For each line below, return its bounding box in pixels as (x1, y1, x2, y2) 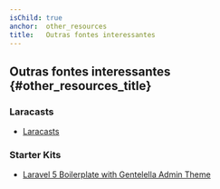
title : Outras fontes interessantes (9, 30, 156, 39)
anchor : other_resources (9, 22, 107, 31)
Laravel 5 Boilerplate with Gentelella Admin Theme (22, 169, 211, 180)
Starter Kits (9, 148, 62, 161)
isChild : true (9, 13, 63, 23)
